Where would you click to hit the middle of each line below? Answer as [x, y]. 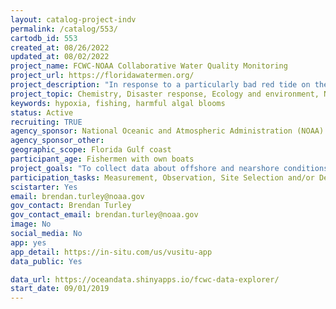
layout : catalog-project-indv [73, 19]
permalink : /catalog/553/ [64, 29]
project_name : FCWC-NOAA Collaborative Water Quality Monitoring [149, 66]
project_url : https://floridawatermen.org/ [102, 76]
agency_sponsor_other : [57, 141]
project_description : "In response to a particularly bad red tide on [160, 85]
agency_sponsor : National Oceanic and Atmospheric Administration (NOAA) [167, 131]
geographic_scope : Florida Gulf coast [91, 150]
